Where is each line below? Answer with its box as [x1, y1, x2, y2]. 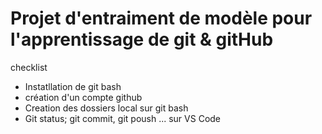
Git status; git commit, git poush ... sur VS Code [24, 112, 222, 124]
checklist [10, 61, 48, 73]
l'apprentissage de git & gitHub [10, 28, 274, 51]
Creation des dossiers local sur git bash [24, 102, 189, 114]
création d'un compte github [24, 91, 143, 103]
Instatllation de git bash [24, 80, 122, 92]
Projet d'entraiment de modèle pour [10, 7, 313, 30]
